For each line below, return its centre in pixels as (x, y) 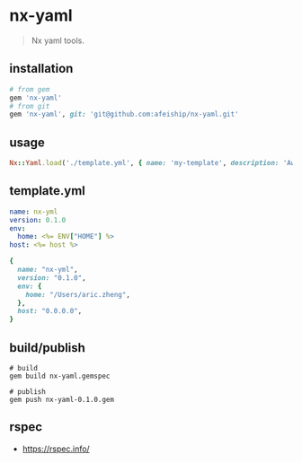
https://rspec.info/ (56, 449)
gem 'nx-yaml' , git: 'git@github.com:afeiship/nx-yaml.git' (124, 114)
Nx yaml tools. (58, 40)
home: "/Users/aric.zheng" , (78, 294)
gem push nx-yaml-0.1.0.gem (62, 399)
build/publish (47, 348)
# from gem (30, 89)
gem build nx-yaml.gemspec (60, 376)
